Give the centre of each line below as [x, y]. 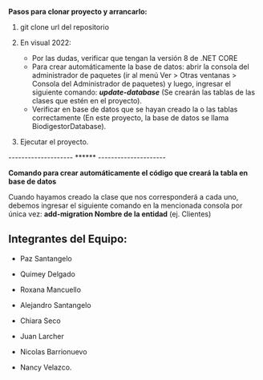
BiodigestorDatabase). [69, 126]
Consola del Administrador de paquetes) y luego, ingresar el [131, 84]
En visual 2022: [46, 42]
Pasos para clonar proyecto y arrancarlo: [78, 12]
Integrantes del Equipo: [68, 239]
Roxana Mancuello [51, 289]
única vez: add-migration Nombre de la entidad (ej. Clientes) [110, 214]
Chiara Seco [40, 321]
